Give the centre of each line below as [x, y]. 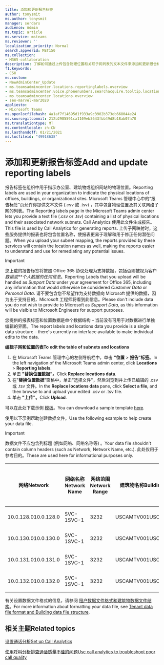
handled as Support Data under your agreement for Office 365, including [78, 282]
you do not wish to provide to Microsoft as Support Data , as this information [82, 305]
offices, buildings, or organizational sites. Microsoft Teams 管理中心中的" [78, 199]
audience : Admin [21, 28]
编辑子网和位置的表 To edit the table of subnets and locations [67, 347]
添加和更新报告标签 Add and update [76, 162]
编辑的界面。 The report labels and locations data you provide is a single [77, 326]
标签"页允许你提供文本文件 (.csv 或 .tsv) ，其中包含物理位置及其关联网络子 [84, 205]
